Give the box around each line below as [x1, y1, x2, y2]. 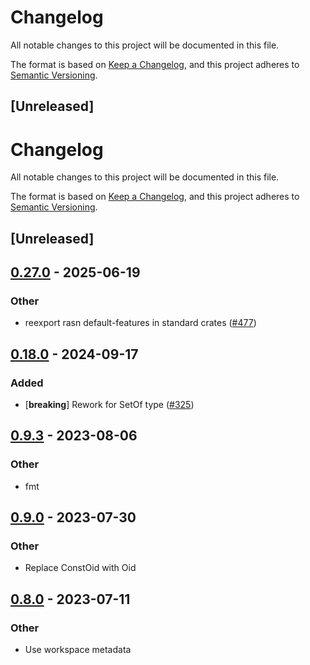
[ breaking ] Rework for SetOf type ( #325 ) [24, 399, 195, 411]
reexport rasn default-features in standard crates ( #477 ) [24, 317, 257, 329]
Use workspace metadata [24, 644, 132, 656]
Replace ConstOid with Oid [24, 562, 137, 574]
